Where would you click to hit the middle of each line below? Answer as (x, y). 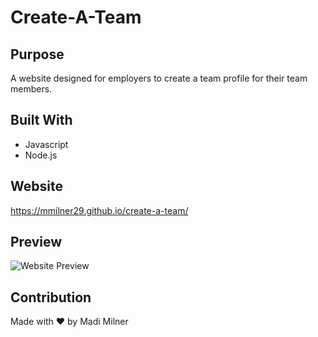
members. (31, 89)
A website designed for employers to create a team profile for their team (159, 78)
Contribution (51, 297)
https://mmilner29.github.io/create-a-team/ (99, 210)
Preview (36, 242)
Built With (41, 120)
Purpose (37, 54)
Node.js (41, 155)
